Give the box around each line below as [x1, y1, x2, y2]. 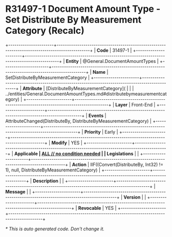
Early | [104, 128, 119, 135]
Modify [51, 139, 68, 146]
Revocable [78, 205, 101, 211]
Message [5, 188, 26, 195]
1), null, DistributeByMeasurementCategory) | [5, 167, 101, 173]
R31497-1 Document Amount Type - [5, 3, 161, 15]
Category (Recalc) [5, 25, 84, 36]
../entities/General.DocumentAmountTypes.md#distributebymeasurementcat [5, 91, 167, 97]
